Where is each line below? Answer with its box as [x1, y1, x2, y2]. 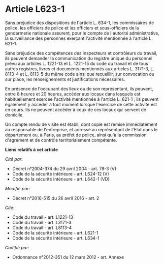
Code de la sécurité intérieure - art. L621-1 [12, 230, 98, 235]
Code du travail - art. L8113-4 [12, 225, 72, 231]
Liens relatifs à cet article [5, 147, 58, 152]
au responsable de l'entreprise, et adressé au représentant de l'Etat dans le [5, 126, 158, 132]
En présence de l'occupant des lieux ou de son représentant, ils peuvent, [5, 86, 154, 91]
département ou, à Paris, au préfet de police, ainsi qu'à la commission [5, 132, 147, 138]
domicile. [5, 112, 24, 117]
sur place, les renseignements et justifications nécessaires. [5, 76, 126, 82]
